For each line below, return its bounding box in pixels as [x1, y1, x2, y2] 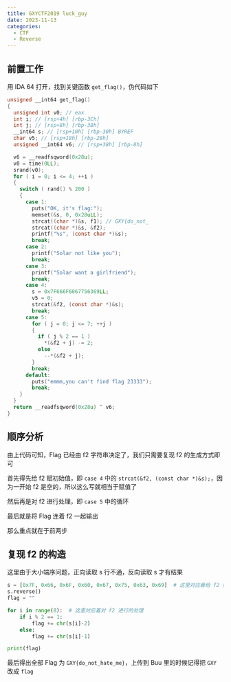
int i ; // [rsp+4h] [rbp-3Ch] [13, 115, 100, 123]
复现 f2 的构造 [7, 549, 67, 561]
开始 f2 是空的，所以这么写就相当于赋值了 [19, 482, 137, 490]
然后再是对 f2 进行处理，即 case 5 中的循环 [7, 497, 129, 505]
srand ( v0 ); [13, 166, 45, 173]
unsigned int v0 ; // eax [13, 109, 85, 116]
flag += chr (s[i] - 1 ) [32, 632, 91, 640]
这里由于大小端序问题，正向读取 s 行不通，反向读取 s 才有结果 [7, 568, 184, 576]
